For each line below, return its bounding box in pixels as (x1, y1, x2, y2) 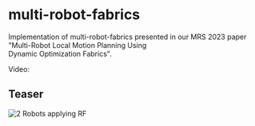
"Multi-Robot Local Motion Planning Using (8, 40, 147, 49)
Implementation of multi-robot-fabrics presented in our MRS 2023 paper (8, 32, 247, 41)
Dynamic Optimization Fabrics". (8, 49, 112, 58)
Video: (8, 64, 30, 73)
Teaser (8, 88, 44, 101)
